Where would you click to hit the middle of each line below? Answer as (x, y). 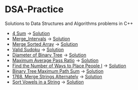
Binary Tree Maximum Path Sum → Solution (58, 71)
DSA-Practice (34, 9)
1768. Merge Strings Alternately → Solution (57, 76)
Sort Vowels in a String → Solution (48, 82)
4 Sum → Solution (31, 33)
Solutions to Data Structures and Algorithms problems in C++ (69, 23)
